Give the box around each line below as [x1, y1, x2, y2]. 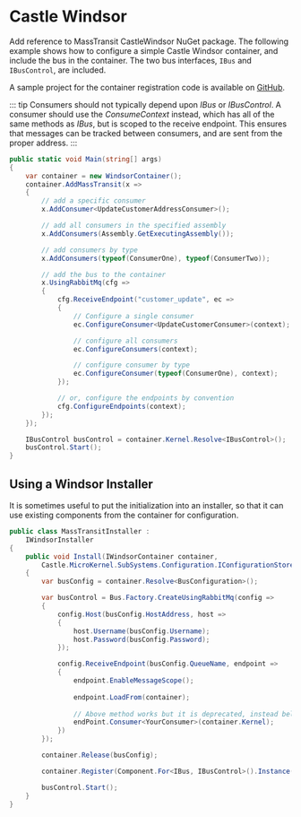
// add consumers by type [41, 245, 139, 255]
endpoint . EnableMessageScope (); [73, 676, 194, 685]
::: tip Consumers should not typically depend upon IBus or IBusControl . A [9, 99, 282, 109]
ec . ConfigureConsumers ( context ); [73, 344, 199, 353]
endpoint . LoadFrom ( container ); [73, 692, 191, 701]
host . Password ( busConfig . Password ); [73, 635, 211, 644]
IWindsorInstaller [25, 535, 94, 544]
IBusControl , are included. [9, 65, 107, 75]
